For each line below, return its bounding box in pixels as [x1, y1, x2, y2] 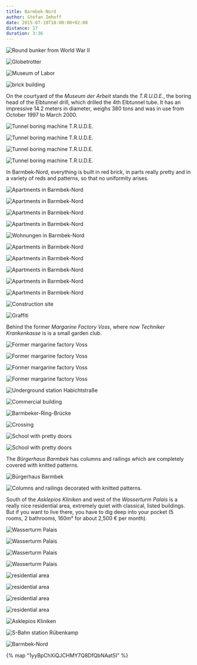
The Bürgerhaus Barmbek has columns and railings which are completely [6, 456, 184, 463]
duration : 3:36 [6, 31, 44, 37]
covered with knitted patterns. [6, 461, 79, 469]
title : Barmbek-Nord [6, 8, 57, 15]
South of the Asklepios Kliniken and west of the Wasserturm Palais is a [6, 496, 178, 503]
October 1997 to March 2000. [6, 112, 78, 119]
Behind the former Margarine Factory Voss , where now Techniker [6, 323, 165, 330]
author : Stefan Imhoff [6, 14, 62, 20]
